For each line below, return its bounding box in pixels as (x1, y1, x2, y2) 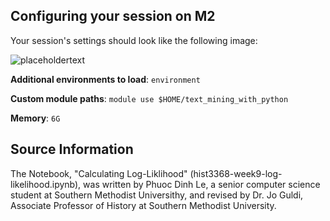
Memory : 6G (10, 112, 61, 124)
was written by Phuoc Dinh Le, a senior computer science (83, 178, 321, 190)
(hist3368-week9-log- (189, 167, 283, 179)
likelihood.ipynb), (10, 178, 82, 190)
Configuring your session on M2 (10, 8, 216, 25)
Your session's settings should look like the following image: (10, 34, 258, 46)
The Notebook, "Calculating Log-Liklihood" (10, 167, 188, 179)
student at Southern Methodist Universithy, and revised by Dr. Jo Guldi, (10, 189, 304, 201)
